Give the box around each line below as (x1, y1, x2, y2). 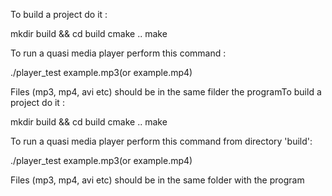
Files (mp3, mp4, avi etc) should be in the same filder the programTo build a (10, 86, 322, 98)
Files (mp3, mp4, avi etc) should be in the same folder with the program (10, 174, 305, 186)
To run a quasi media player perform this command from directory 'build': (10, 135, 313, 147)
